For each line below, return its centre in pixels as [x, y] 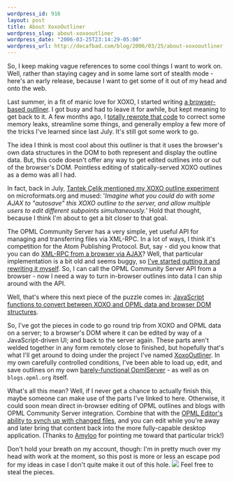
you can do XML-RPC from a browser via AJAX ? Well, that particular [105, 254]
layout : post [26, 20]
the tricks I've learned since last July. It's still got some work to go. [103, 131]
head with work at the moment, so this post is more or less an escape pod [114, 456]
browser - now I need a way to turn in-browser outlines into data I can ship [115, 276]
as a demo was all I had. [42, 175]
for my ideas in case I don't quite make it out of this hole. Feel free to [110, 465]
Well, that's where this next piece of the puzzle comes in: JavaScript [106, 297]
